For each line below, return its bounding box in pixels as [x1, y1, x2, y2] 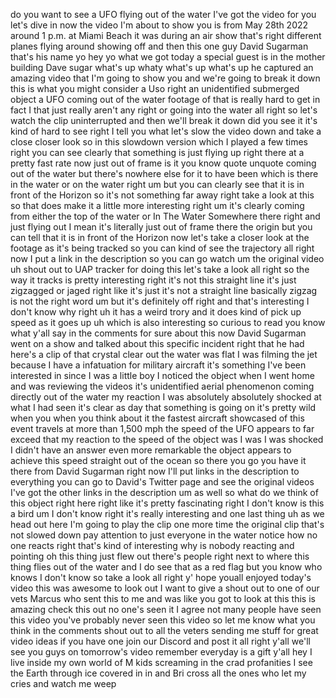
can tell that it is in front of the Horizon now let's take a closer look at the [10, 232, 310, 243]
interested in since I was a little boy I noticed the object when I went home [10, 370, 315, 381]
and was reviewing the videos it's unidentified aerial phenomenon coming [10, 380, 315, 392]
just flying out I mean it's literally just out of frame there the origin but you [10, 221, 313, 233]
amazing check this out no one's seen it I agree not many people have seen [10, 604, 322, 615]
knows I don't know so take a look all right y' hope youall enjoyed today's [10, 572, 312, 583]
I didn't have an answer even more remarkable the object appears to [10, 444, 292, 456]
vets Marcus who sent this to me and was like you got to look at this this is [10, 593, 316, 604]
